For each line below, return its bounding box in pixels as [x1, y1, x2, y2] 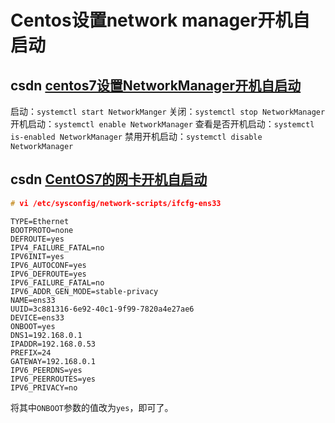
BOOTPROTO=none [10, 225, 74, 235]
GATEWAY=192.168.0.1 [10, 356, 97, 366]
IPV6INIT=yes [10, 251, 65, 261]
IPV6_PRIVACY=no [10, 382, 78, 393]
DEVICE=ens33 [10, 312, 65, 323]
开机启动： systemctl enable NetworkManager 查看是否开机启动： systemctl [10, 118, 315, 130]
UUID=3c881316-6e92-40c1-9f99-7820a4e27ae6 [10, 304, 195, 314]
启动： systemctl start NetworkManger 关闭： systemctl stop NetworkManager [10, 106, 326, 117]
